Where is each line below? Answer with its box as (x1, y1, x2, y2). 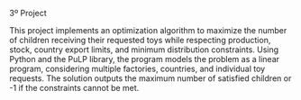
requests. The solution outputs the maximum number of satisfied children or (9, 73, 292, 84)
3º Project (9, 8, 47, 18)
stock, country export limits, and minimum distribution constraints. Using (9, 44, 279, 55)
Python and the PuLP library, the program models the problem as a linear (9, 54, 280, 64)
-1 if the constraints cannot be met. (9, 83, 140, 93)
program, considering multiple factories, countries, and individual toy (9, 63, 266, 74)
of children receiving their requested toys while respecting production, (9, 35, 271, 45)
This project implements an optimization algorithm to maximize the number (9, 25, 287, 35)
